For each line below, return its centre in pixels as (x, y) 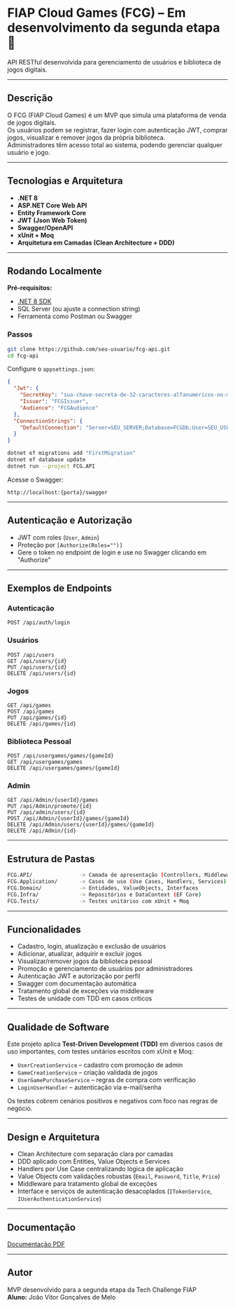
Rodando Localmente (55, 271)
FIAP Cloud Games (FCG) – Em (97, 13)
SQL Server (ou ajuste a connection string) (79, 309)
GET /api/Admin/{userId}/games (53, 801)
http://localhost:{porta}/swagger (58, 492)
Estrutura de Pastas (51, 859)
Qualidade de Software (58, 1027)
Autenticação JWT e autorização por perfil (79, 976)
